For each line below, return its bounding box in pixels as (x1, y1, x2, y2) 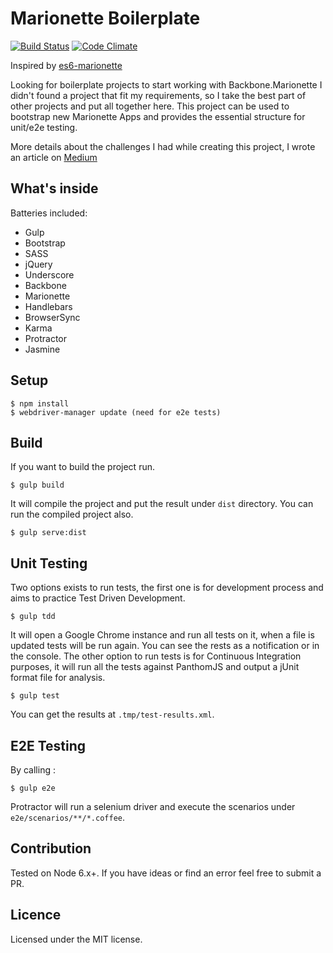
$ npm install (10, 398, 70, 409)
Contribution (10, 840, 92, 857)
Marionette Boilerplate (10, 7, 201, 30)
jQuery (24, 258, 53, 270)
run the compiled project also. (10, 508, 134, 521)
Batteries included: (10, 207, 88, 219)
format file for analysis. (10, 672, 106, 684)
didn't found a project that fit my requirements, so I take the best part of (10, 89, 307, 101)
